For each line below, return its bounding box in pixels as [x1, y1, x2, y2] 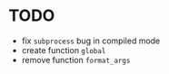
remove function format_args [21, 54, 131, 65]
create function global [21, 44, 106, 55]
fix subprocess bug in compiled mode [21, 35, 161, 46]
